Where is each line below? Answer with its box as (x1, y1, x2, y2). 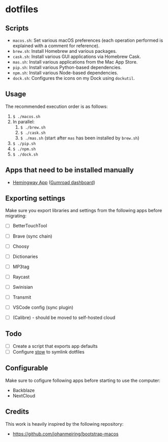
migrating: (5, 213, 27, 219)
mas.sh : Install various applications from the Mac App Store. (12, 59, 138, 65)
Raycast (12, 274, 30, 280)
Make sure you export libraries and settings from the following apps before (5, 208, 162, 214)
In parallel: (12, 119, 35, 125)
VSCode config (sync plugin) (12, 304, 74, 310)
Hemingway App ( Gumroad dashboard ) (12, 179, 96, 185)
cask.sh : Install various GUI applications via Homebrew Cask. (12, 53, 141, 60)
